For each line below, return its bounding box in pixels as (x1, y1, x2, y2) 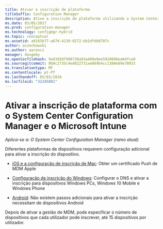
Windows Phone (12, 185, 45, 191)
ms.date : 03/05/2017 (5, 20, 47, 26)
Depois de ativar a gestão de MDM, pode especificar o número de (5, 209, 137, 215)
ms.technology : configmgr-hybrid (5, 30, 73, 34)
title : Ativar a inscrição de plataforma (5, 7, 90, 12)
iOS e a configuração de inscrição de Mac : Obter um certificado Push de (12, 160, 158, 166)
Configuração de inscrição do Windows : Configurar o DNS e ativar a (12, 175, 149, 181)
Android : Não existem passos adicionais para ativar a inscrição (12, 195, 138, 200)
